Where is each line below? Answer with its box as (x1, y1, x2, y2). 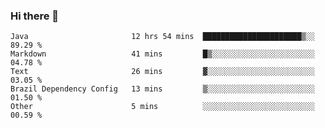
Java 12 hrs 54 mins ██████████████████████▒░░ (10, 32, 315, 42)
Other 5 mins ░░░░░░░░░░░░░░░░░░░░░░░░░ (10, 102, 315, 112)
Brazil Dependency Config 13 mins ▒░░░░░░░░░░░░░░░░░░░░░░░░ (10, 84, 315, 94)
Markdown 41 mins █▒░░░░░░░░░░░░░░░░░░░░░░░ (10, 49, 315, 59)
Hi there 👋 (10, 9, 60, 23)
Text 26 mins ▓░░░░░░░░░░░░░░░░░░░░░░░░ (10, 67, 315, 77)
